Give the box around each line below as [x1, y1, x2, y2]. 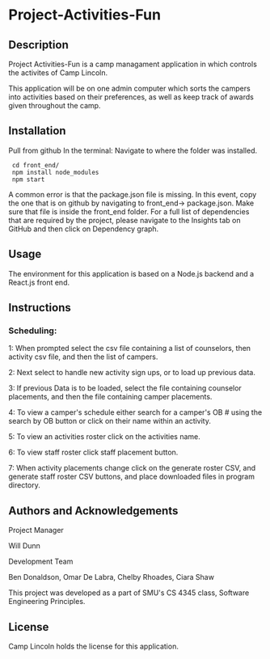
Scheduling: [8, 325, 57, 336]
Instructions [8, 301, 71, 315]
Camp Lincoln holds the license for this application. [8, 641, 179, 651]
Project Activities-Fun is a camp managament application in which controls [8, 59, 257, 69]
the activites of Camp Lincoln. [8, 68, 108, 78]
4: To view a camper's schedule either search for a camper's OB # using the [8, 408, 263, 417]
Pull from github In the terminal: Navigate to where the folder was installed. [8, 146, 258, 155]
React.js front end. [8, 277, 70, 287]
